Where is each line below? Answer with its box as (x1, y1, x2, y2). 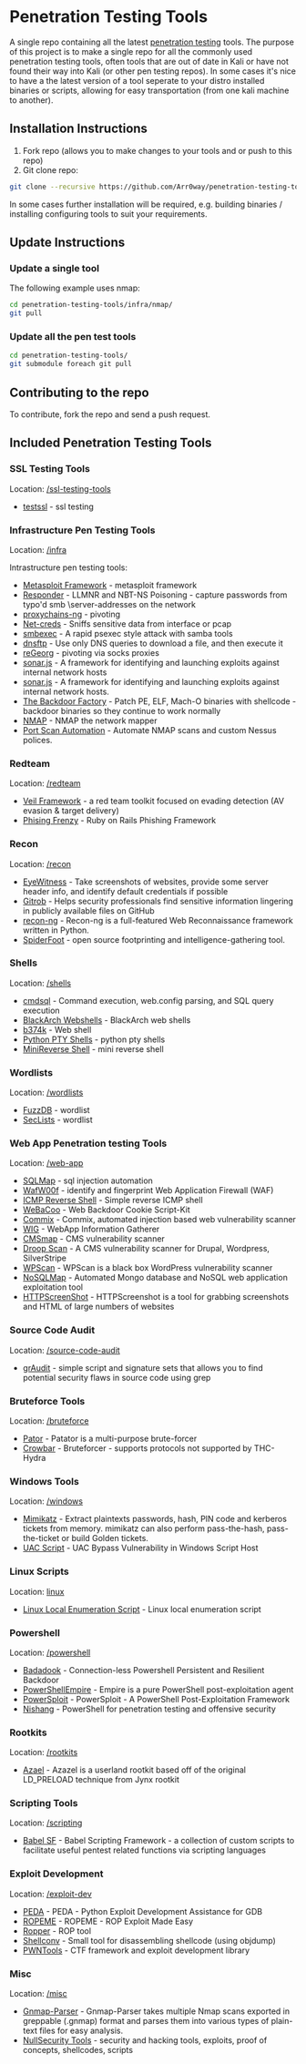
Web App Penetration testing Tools (9, 1137, 168, 1150)
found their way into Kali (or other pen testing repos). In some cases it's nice (9, 66, 297, 77)
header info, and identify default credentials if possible (22, 885, 229, 896)
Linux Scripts (9, 1565, 70, 1578)
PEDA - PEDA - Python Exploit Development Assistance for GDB (22, 1906, 263, 1916)
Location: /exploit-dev (9, 1888, 93, 1899)
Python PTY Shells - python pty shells (22, 1034, 166, 1045)
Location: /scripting (9, 1817, 83, 1828)
